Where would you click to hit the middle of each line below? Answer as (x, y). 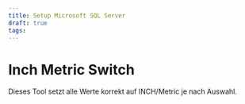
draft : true (28, 23)
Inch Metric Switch (71, 69)
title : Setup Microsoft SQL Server (67, 15)
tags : (17, 30)
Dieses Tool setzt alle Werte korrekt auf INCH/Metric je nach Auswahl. (123, 91)
